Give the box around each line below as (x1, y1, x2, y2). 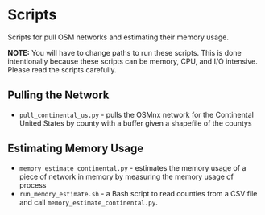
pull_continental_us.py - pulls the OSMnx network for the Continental (19, 110, 255, 119)
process (19, 180, 47, 190)
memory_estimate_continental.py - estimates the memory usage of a (19, 163, 246, 172)
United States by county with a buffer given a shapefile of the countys (19, 118, 252, 128)
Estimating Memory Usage (7, 142, 144, 155)
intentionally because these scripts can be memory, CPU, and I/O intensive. (7, 56, 259, 66)
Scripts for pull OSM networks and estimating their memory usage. (7, 32, 230, 42)
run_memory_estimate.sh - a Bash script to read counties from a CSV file (19, 188, 258, 198)
